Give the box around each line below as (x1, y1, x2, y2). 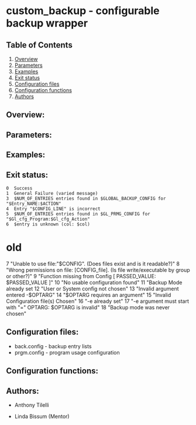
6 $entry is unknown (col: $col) (6, 221, 91, 227)
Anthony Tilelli (14, 401, 50, 409)
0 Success (6, 185, 33, 191)
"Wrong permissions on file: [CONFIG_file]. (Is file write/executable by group (6, 266, 190, 274)
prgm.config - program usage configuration (14, 349, 120, 356)
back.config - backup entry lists (14, 342, 92, 350)
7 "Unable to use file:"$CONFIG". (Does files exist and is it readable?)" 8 (6, 260, 180, 267)
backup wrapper (6, 16, 88, 30)
